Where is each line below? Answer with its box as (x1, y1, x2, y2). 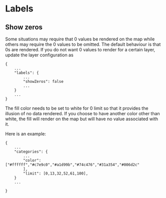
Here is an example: (5, 131, 46, 137)
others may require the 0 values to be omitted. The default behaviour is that (5, 41, 161, 47)
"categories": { (14, 149, 48, 154)
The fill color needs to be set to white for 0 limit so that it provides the (5, 105, 148, 111)
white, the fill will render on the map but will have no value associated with (5, 116, 158, 122)
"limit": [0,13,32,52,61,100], (23, 171, 88, 176)
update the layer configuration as (5, 52, 73, 58)
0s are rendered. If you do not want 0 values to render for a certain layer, (5, 47, 155, 52)
